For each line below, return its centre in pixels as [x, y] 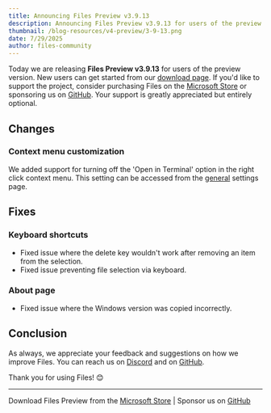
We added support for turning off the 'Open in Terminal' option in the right [131, 169]
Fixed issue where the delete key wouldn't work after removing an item [138, 252]
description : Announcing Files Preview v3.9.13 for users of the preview [135, 23]
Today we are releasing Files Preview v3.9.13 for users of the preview [125, 69]
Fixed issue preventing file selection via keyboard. [103, 270]
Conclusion [38, 333]
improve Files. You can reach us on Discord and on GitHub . [106, 361]
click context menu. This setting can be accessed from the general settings [133, 178]
